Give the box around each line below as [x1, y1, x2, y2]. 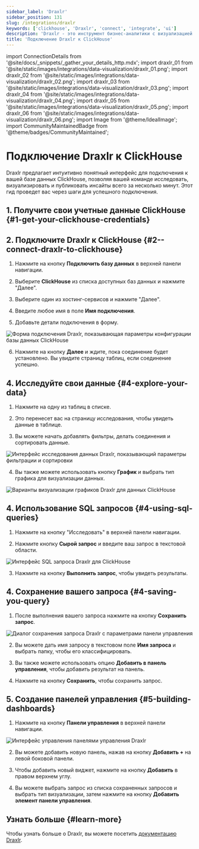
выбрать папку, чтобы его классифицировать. [14, 647, 132, 655]
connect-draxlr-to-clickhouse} [6, 244, 123, 254]
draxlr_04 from [6, 90, 43, 98]
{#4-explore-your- [117, 378, 188, 388]
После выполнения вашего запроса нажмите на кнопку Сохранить [14, 611, 187, 619]
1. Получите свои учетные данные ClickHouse [6, 205, 186, 216]
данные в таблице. [14, 421, 62, 428]
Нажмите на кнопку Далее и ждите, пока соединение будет [14, 348, 168, 355]
